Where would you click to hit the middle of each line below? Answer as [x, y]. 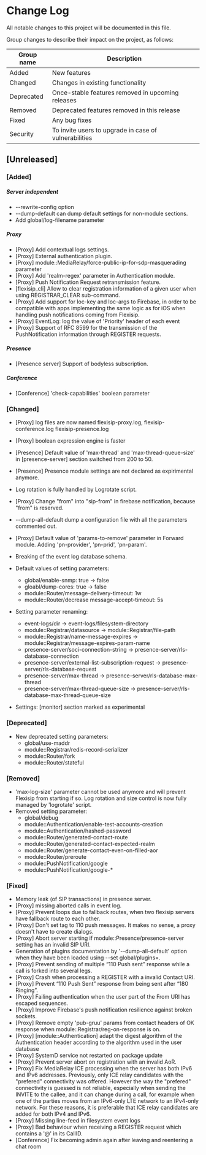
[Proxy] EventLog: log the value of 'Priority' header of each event [97, 321]
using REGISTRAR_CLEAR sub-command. [68, 295]
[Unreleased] [32, 160]
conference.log [34, 429]
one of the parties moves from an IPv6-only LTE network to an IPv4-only [107, 1101]
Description [124, 58]
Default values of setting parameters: [62, 568]
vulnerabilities [72, 137]
